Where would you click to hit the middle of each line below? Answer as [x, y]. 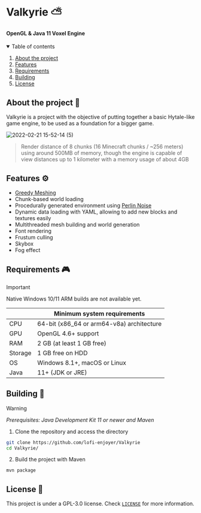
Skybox [24, 244]
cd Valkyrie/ [22, 448]
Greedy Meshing [35, 193]
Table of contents [33, 47]
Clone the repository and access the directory [71, 431]
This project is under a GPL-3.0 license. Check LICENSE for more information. [100, 504]
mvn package [21, 470]
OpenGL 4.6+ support [68, 333]
